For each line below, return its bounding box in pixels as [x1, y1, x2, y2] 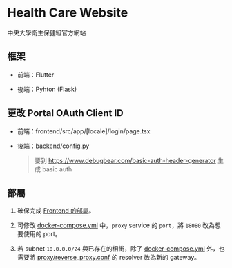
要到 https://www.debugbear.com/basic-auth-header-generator [34, 156, 216, 164]
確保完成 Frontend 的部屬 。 [17, 207, 95, 215]
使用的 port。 [23, 230, 61, 238]
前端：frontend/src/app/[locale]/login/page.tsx [17, 126, 151, 135]
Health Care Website [7, 5, 128, 21]
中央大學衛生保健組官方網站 [7, 28, 86, 37]
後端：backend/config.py [17, 142, 90, 150]
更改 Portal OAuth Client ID [7, 107, 124, 119]
